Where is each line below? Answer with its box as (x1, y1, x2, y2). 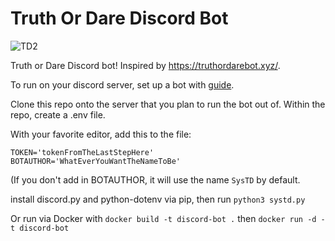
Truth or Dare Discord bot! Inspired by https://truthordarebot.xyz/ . (10, 59, 281, 71)
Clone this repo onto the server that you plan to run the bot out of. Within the (10, 98, 326, 110)
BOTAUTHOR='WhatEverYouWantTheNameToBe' (10, 156, 182, 166)
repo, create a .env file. (10, 108, 106, 121)
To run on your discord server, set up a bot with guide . (10, 78, 235, 91)
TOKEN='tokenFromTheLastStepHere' (10, 147, 155, 157)
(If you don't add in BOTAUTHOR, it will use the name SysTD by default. (10, 173, 301, 186)
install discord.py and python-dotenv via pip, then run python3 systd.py (10, 193, 306, 205)
